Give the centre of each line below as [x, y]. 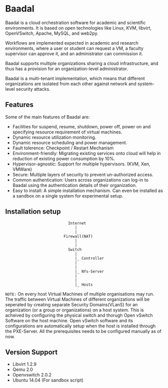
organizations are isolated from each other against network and [71, 84]
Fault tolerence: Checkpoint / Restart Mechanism [63, 148]
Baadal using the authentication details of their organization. [74, 185]
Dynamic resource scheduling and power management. [70, 142]
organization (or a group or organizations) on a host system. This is [74, 310]
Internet [77, 223]
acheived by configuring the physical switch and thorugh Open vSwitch [79, 315]
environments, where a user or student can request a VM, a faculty [74, 48]
